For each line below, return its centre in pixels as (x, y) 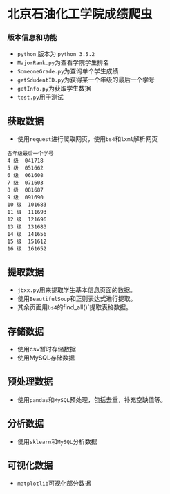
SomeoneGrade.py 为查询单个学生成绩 (68, 71)
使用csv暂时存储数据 (47, 349)
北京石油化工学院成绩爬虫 (80, 14)
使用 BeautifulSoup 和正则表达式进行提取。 (77, 299)
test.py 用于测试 (40, 97)
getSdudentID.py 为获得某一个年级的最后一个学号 (86, 80)
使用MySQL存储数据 (46, 358)
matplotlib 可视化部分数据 (54, 483)
